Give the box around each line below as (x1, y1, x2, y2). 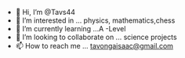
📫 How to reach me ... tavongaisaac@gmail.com (15, 42, 174, 50)
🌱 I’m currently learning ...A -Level (15, 24, 126, 33)
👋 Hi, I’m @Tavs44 (15, 8, 76, 16)
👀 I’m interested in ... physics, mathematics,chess (15, 16, 176, 25)
